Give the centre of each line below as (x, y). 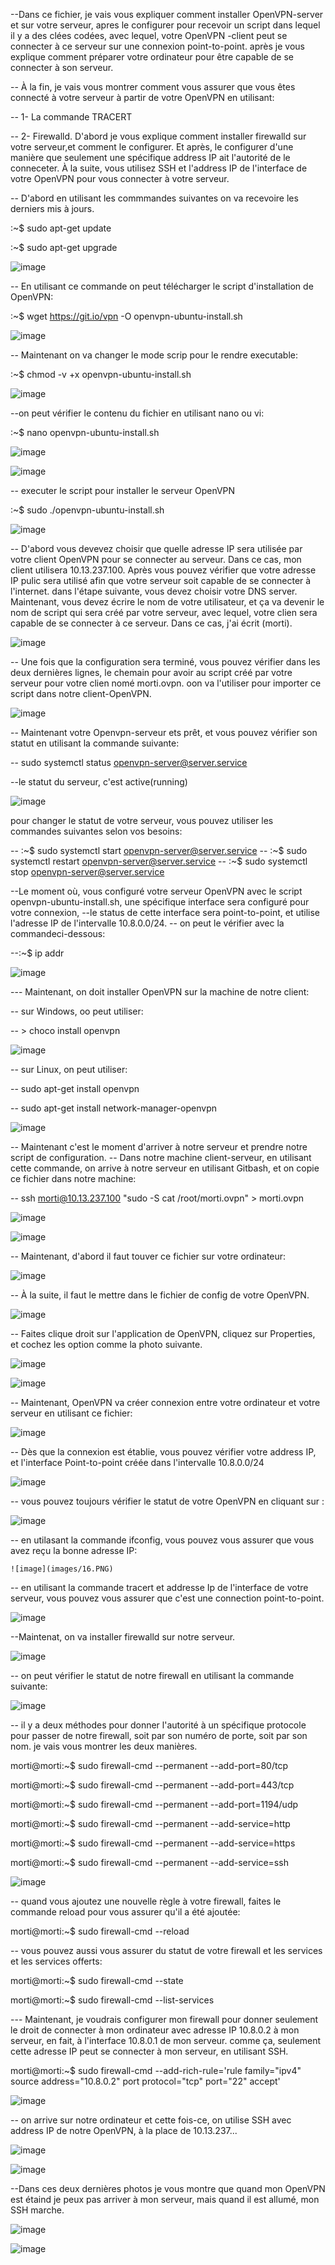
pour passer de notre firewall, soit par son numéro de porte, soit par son (159, 1735)
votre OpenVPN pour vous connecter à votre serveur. (120, 178)
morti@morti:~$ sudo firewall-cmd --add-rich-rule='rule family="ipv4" (156, 2070)
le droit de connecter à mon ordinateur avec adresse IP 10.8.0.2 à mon (155, 2030)
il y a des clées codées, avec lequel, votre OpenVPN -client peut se (149, 35)
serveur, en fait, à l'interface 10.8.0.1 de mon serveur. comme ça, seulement (166, 2040)
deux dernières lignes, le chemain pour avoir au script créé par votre (151, 672)
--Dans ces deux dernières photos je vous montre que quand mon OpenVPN (168, 2188)
